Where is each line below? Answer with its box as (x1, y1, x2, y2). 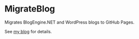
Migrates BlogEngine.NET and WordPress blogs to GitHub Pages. (4, 19, 135, 25)
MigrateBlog (4, 3, 55, 14)
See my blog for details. (4, 28, 52, 34)
